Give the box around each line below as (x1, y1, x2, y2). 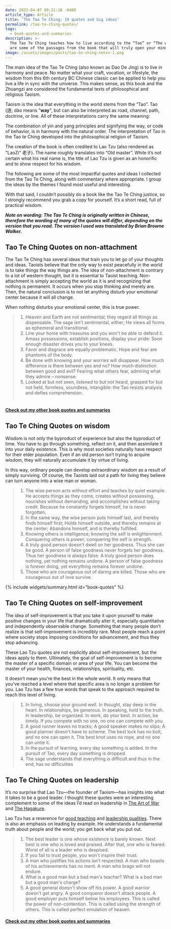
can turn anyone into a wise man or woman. (5, 477, 97, 484)
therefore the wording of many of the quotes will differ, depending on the (5, 217, 163, 223)
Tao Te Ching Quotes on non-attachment (5, 243, 137, 251)
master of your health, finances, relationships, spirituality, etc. (5, 666, 135, 672)
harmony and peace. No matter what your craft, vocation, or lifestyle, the (5, 69, 158, 75)
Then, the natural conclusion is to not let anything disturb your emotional (5, 289, 158, 295)
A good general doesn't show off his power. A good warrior (25, 885, 150, 891)
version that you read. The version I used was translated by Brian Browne (5, 223, 164, 229)
